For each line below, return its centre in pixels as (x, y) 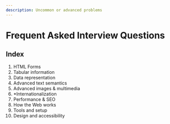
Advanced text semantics (40, 83)
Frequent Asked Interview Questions (86, 35)
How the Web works (35, 105)
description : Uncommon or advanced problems (54, 10)
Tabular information (34, 72)
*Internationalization (35, 94)
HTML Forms (27, 67)
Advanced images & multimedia (47, 88)
